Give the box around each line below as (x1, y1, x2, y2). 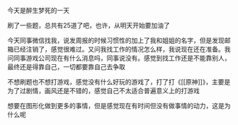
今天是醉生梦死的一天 (7, 6, 69, 14)
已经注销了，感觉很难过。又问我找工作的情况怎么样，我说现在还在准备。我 (13, 45, 231, 53)
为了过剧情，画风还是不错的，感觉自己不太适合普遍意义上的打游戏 (7, 87, 200, 95)
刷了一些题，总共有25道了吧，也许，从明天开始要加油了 (7, 21, 170, 30)
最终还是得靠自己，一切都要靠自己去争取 (7, 63, 125, 71)
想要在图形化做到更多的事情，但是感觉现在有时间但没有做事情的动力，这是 (7, 102, 225, 109)
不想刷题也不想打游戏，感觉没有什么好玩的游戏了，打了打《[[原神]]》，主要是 (7, 78, 231, 86)
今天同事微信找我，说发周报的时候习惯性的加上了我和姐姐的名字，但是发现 (7, 36, 225, 44)
